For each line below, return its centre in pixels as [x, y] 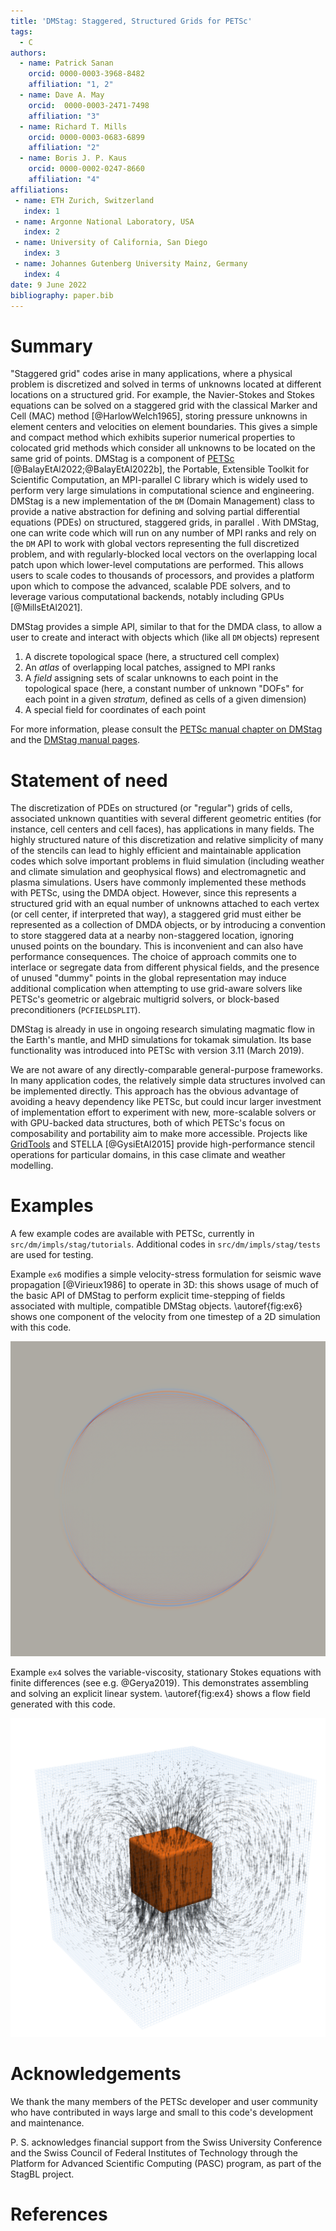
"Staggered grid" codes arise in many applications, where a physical [151, 374]
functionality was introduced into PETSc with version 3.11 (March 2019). [157, 1051]
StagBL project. [42, 2174]
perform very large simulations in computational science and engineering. [162, 491]
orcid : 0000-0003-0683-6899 [86, 137]
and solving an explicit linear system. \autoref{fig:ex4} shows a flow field [160, 1694]
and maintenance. [47, 2123]
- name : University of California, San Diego [111, 243]
